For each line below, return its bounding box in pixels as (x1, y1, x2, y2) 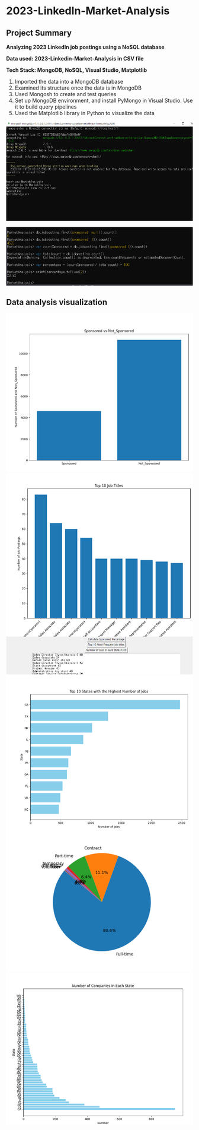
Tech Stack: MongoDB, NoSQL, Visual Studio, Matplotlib (6, 66, 147, 74)
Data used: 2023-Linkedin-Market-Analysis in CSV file (6, 55, 144, 62)
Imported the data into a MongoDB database (14, 78, 124, 85)
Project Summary (6, 28, 72, 38)
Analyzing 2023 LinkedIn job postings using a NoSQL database (6, 43, 165, 50)
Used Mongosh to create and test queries (14, 91, 117, 97)
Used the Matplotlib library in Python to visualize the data (14, 110, 155, 116)
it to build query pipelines (14, 103, 77, 110)
